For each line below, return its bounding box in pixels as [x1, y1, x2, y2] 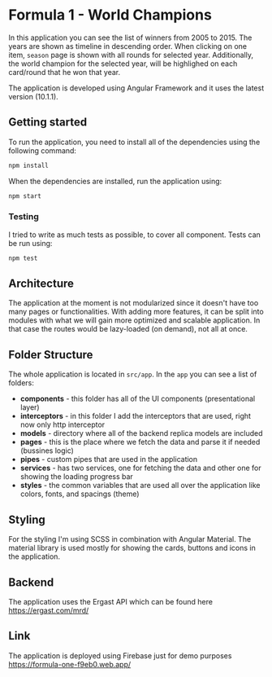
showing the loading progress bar [19, 472, 134, 481]
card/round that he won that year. [8, 67, 120, 77]
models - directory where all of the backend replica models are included [19, 429, 263, 438]
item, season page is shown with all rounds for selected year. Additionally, [8, 50, 254, 59]
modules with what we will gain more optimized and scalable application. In [8, 315, 261, 325]
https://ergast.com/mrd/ [8, 605, 89, 615]
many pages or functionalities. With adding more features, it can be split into [8, 307, 264, 317]
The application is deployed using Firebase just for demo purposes [8, 650, 232, 661]
